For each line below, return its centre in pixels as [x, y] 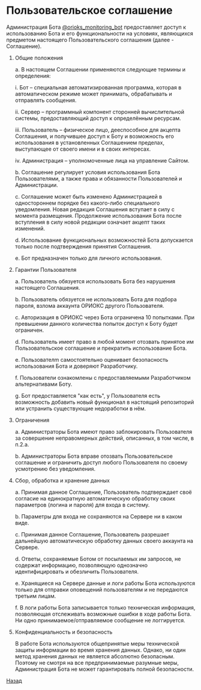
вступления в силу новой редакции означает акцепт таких [90, 222]
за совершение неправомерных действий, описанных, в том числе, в [104, 438]
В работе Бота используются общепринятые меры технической [97, 643]
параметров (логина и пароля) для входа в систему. [82, 505]
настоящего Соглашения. [47, 287]
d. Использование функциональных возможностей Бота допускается [104, 240]
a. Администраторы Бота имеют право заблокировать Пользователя [103, 431]
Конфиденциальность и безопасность [64, 632]
